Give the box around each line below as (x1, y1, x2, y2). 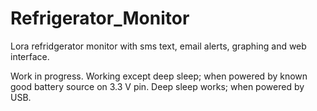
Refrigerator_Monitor (10, 7, 190, 30)
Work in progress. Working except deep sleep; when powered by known (10, 70, 308, 82)
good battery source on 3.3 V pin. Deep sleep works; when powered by (10, 80, 305, 92)
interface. (10, 50, 50, 62)
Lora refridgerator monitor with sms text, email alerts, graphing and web (10, 40, 307, 52)
